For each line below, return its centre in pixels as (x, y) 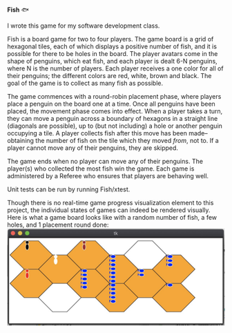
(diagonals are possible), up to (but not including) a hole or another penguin (115, 126)
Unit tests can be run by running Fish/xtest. (69, 189)
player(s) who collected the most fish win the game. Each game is (101, 169)
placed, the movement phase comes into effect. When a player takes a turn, (115, 111)
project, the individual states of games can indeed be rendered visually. (109, 210)
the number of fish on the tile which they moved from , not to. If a (127, 141)
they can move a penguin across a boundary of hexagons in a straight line (113, 118)
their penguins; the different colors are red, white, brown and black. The (109, 76)
